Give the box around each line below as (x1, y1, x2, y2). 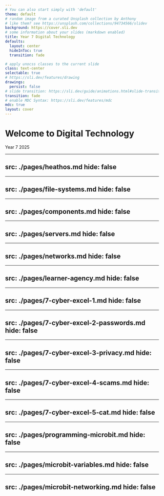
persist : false (9, 84, 41, 89)
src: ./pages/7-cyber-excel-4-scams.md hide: (5, 379, 150, 387)
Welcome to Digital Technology (5, 128, 135, 139)
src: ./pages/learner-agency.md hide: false (5, 274, 139, 283)
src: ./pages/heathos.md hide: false (5, 163, 117, 171)
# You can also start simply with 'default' (5, 7, 97, 12)
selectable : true (5, 70, 41, 76)
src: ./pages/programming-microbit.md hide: (5, 431, 145, 439)
